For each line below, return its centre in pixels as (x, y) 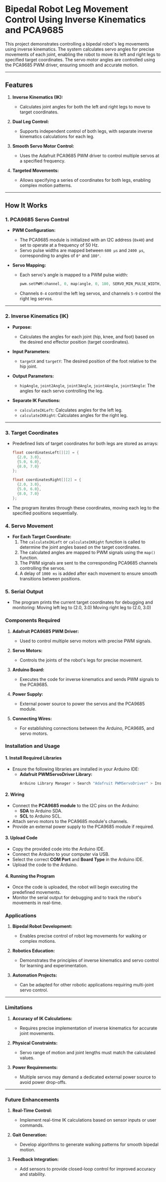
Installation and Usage (33, 746)
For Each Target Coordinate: (42, 536)
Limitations (19, 1008)
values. (27, 1058)
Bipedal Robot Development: (42, 926)
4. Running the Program (30, 876)
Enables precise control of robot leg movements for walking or (83, 936)
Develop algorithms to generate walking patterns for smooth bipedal (89, 1144)
